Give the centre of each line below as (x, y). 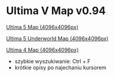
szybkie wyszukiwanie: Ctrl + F (52, 61)
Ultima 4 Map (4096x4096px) (42, 50)
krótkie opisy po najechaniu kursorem (60, 67)
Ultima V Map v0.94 (56, 11)
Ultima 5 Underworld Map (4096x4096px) (57, 38)
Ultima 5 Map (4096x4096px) (42, 27)
